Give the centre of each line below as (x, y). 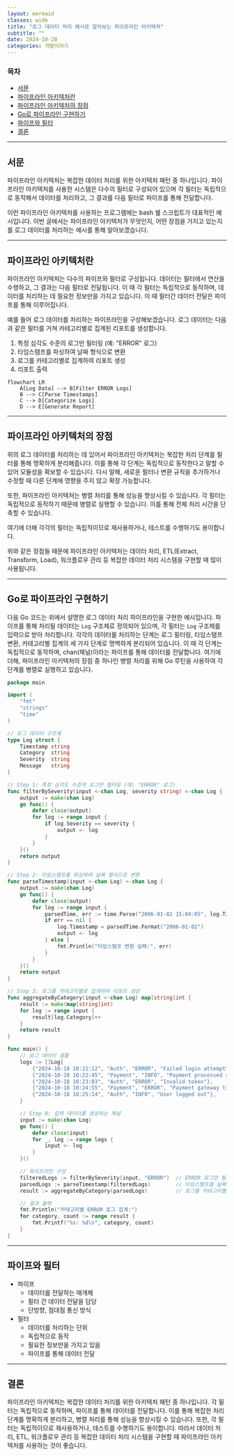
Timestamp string (45, 746)
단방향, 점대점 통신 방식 (60, 1310)
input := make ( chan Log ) (56, 1120)
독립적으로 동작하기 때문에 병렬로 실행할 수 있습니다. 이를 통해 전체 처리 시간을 (113, 504)
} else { (57, 940)
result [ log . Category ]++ (67, 1017)
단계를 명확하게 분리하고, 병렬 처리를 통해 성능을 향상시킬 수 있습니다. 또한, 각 (112, 1419)
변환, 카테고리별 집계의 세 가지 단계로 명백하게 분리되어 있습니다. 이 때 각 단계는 (115, 643)
